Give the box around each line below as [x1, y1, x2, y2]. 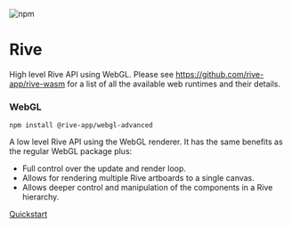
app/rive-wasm [9, 78, 66, 89]
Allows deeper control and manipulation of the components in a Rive [21, 183, 273, 193]
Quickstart [9, 209, 48, 220]
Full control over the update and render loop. [21, 163, 187, 174]
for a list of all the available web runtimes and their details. [66, 78, 281, 89]
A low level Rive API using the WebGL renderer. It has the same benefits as [9, 136, 283, 147]
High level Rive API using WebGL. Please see [9, 69, 174, 79]
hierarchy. [21, 191, 60, 202]
